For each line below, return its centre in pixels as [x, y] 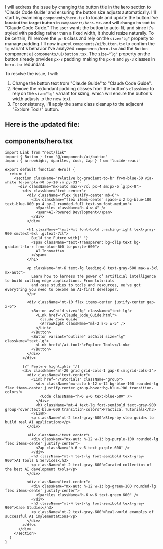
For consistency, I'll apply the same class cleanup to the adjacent [78, 104]
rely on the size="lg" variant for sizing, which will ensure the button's [82, 93]
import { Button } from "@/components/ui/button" [57, 157]
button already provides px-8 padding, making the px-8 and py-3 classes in [80, 59]
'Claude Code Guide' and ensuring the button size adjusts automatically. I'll [81, 12]
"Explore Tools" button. [36, 109]
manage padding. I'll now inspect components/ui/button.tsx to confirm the [80, 43]
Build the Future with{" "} [60, 238]
